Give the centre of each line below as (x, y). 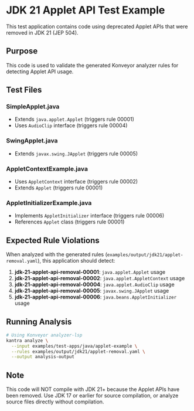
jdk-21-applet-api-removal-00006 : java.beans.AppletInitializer (96, 297)
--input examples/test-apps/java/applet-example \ (74, 346)
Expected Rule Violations (53, 240)
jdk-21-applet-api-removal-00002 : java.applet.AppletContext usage (100, 278)
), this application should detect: (76, 261)
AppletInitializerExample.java (49, 203)
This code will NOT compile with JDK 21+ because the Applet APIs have (93, 389)
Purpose (22, 51)
